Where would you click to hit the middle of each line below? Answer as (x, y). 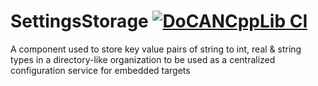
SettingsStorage (79, 21)
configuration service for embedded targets (100, 70)
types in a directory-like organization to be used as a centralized (143, 59)
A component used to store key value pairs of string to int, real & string (156, 49)
